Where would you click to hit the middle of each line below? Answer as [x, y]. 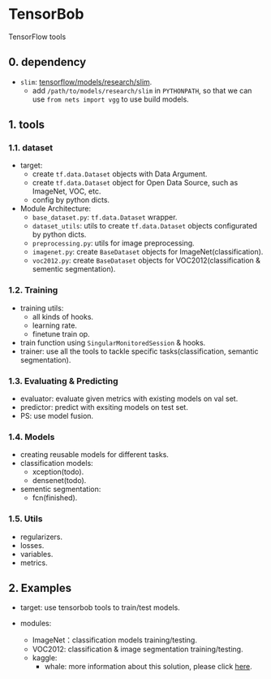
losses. [32, 545]
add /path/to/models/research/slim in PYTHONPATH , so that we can [142, 90]
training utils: [42, 308]
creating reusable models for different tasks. [94, 455]
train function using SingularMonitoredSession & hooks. [113, 342]
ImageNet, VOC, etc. [67, 191]
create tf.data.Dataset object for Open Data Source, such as [135, 183]
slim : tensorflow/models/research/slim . [86, 81]
